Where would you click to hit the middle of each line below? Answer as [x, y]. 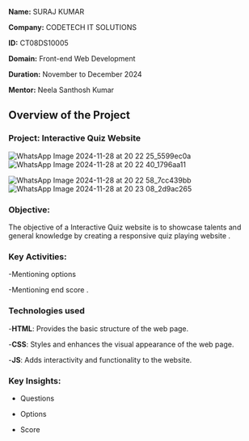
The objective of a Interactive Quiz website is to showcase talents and [125, 227]
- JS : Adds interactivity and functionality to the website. [100, 359]
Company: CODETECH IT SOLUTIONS [73, 27]
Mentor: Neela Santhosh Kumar [61, 90]
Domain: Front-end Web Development [72, 59]
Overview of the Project [70, 115]
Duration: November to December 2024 [76, 74]
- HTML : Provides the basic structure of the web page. [99, 328]
